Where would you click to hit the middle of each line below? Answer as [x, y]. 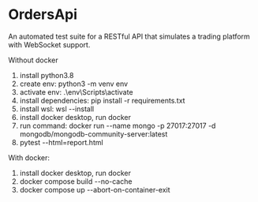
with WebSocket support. [49, 44]
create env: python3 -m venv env [74, 84]
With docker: [29, 157]
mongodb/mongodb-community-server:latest [93, 134]
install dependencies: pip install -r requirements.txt [102, 100]
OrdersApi [43, 15]
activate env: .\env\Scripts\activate [76, 92]
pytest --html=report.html [62, 142]
